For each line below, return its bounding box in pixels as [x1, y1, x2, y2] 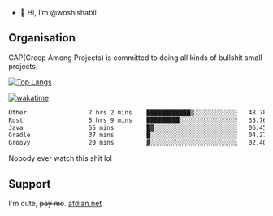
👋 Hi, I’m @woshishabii [19, 8, 97, 17]
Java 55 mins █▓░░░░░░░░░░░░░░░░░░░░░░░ [8, 123, 238, 132]
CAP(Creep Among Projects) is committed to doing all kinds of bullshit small [8, 53, 262, 63]
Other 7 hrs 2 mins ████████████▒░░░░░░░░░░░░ [8, 108, 238, 117]
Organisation [8, 31, 76, 45]
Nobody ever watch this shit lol [8, 153, 112, 163]
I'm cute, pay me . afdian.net [8, 199, 102, 208]
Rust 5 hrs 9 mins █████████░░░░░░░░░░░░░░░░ [8, 116, 238, 124]
